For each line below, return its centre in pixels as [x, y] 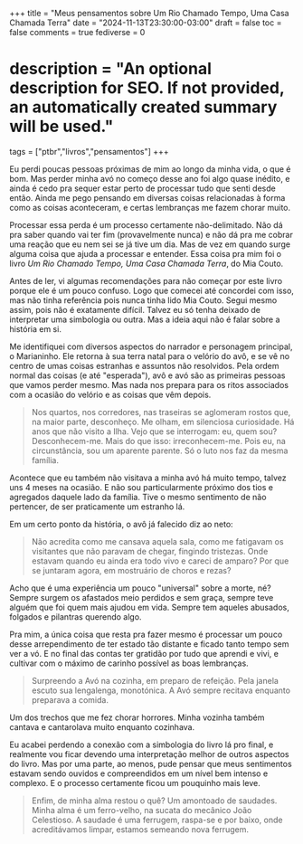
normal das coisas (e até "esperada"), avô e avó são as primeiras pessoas [147, 375]
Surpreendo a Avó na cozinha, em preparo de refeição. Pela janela [155, 680]
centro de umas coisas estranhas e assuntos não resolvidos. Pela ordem [144, 365]
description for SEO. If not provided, [147, 88]
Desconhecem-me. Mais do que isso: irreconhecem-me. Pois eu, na [159, 441]
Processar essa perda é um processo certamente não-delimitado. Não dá [146, 224]
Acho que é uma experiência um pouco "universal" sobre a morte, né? [140, 588]
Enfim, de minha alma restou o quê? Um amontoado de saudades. [154, 801]
